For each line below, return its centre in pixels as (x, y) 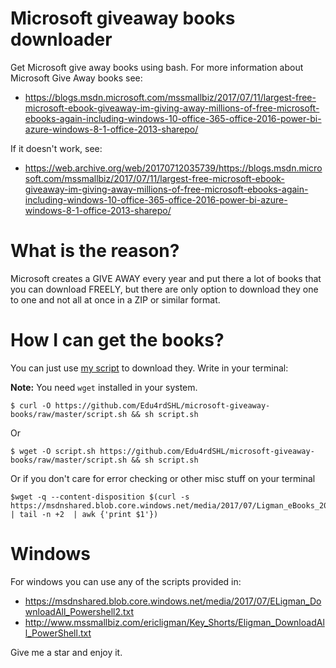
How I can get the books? (117, 340)
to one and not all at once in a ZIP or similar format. (115, 299)
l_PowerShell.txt (58, 633)
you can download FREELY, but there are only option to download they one (164, 289)
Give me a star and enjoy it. (66, 652)
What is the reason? (95, 251)
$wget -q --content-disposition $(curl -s (100, 497)
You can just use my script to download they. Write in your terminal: (149, 368)
